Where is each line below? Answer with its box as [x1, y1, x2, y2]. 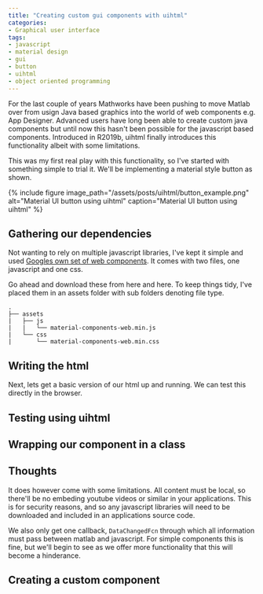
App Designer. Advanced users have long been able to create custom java [8, 115, 248, 125]
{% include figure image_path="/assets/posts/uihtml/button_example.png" [8, 188, 250, 197]
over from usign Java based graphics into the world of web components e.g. [8, 107, 256, 116]
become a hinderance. [8, 551, 81, 560]
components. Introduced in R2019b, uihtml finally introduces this [8, 132, 217, 141]
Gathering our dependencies [8, 227, 152, 240]
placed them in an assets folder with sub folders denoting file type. [8, 288, 225, 298]
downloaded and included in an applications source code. [8, 510, 195, 519]
